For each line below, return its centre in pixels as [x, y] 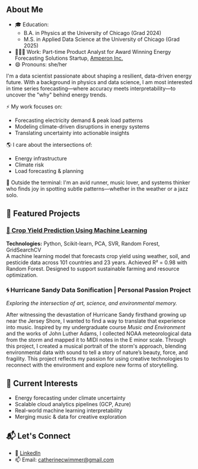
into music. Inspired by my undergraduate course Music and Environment [96, 327]
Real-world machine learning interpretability [68, 410]
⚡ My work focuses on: [34, 107]
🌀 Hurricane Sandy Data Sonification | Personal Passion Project [99, 290]
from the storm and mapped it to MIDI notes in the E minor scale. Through [96, 339]
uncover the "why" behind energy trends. [57, 95]
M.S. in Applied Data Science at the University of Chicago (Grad [101, 39]
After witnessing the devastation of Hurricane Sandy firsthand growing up [96, 314]
